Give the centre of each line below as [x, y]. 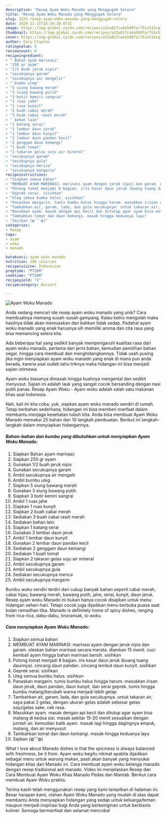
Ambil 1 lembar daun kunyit [40, 538]
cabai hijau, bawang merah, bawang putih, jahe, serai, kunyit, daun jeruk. [80, 595]
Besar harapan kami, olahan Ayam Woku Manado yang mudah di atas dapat [82, 795]
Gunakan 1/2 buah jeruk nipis [42, 465]
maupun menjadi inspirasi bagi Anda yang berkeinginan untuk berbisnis [78, 805]
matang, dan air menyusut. [40, 729]
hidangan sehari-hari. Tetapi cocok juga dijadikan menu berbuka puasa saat [83, 605]
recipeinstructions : [27, 175]
